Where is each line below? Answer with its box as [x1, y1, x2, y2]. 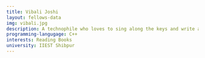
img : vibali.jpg [6, 20, 48, 26]
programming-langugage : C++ [6, 31, 78, 37]
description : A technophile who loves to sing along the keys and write [6, 25, 195, 32]
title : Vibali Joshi [6, 8, 59, 15]
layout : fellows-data [6, 14, 62, 21]
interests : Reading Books [6, 37, 72, 43]
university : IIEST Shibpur [6, 43, 75, 49]
